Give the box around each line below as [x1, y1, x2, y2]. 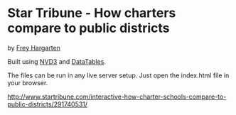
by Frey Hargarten [7, 43, 60, 52]
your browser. [7, 78, 48, 87]
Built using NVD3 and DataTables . [7, 57, 107, 65]
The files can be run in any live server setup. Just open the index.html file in [7, 71, 230, 80]
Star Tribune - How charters [7, 5, 176, 21]
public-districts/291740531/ [7, 99, 87, 108]
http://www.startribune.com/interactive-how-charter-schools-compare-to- [7, 92, 227, 101]
